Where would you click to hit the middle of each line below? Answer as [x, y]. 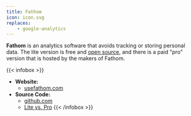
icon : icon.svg [25, 17]
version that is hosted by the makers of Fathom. [66, 58]
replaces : [19, 23]
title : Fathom [24, 12]
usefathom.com [44, 88]
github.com [38, 101]
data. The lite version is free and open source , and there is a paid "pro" [95, 52]
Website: [27, 82]
